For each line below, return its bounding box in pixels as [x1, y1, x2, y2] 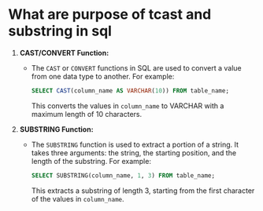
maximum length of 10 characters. [31, 109, 143, 118]
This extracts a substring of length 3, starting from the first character [31, 186, 255, 195]
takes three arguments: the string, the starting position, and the [31, 147, 237, 158]
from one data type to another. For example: [31, 71, 175, 81]
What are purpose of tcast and [8, 5, 212, 24]
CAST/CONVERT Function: [19, 48, 109, 57]
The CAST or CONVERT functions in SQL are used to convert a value [31, 63, 242, 72]
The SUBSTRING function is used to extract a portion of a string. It [31, 140, 239, 149]
